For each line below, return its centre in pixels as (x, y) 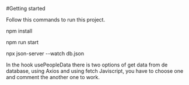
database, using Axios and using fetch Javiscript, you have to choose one (95, 71)
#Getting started (26, 8)
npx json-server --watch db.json (45, 54)
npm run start (22, 42)
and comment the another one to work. (53, 77)
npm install (19, 31)
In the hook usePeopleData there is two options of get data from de (87, 65)
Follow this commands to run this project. (56, 20)
